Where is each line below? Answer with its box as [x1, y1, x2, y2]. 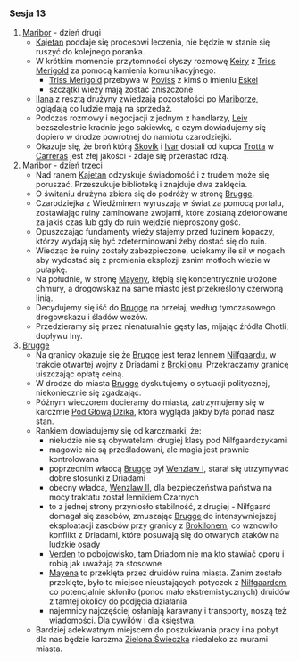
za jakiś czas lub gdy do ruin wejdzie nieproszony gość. [35, 217, 241, 227]
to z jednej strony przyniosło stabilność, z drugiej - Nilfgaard [48, 501, 271, 512]
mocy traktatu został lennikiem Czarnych [48, 492, 199, 502]
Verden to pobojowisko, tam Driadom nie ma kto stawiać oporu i [48, 549, 285, 559]
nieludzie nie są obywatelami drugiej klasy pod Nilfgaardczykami [48, 435, 287, 446]
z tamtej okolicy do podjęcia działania [48, 596, 187, 607]
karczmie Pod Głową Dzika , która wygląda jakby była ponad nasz [35, 407, 275, 417]
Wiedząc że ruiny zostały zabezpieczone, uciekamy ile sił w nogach [35, 245, 286, 256]
